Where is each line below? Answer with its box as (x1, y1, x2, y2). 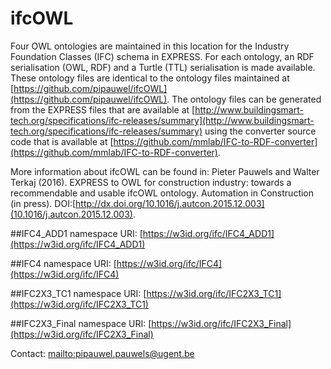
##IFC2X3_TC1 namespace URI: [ (10, 287, 147, 299)
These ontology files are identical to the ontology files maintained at (10, 72, 290, 84)
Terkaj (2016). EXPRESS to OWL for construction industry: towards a (10, 176, 292, 188)
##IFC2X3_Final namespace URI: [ (10, 317, 152, 329)
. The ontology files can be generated (166, 93, 322, 105)
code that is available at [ (10, 135, 114, 147)
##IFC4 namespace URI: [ (10, 257, 117, 269)
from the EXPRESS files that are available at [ (10, 103, 196, 116)
